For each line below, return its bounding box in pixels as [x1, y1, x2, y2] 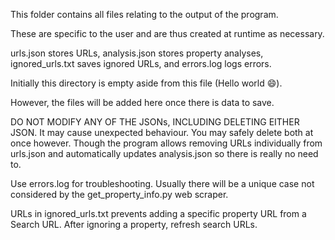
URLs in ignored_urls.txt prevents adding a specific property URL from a [10, 208, 307, 219]
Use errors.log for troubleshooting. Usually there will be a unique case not [10, 178, 315, 189]
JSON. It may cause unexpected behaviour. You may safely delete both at [10, 127, 314, 138]
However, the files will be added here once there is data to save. [10, 97, 275, 108]
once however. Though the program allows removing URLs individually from [10, 137, 323, 149]
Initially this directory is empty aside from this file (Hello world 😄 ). [10, 77, 283, 89]
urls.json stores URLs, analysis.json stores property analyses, [10, 47, 264, 59]
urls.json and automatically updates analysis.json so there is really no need [10, 148, 319, 159]
